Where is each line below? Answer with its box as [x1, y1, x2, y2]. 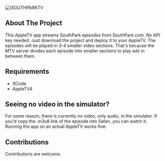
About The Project [5, 19, 63, 27]
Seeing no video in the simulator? [5, 100, 110, 109]
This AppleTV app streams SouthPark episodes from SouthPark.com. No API [5, 32, 161, 38]
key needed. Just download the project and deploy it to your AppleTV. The [5, 37, 156, 43]
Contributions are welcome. [5, 151, 62, 157]
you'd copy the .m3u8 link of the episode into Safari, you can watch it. [5, 119, 148, 124]
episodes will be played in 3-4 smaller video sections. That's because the [5, 42, 155, 48]
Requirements [5, 67, 49, 76]
